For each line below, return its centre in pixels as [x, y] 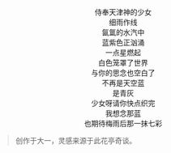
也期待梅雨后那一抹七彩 [123, 123]
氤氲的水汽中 [123, 32]
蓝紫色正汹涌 [123, 42]
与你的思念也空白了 [123, 73]
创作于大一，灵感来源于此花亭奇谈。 [76, 140]
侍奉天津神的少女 [123, 12]
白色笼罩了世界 [123, 63]
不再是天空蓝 [123, 83]
